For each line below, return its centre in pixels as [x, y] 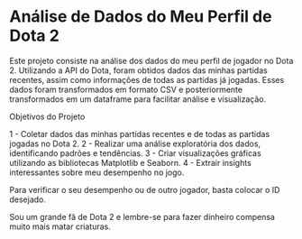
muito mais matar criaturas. [60, 226]
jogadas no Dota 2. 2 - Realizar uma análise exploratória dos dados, [135, 143]
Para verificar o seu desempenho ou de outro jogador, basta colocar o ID [145, 189]
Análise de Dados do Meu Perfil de [141, 17]
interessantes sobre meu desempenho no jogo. [97, 172]
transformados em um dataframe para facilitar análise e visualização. [138, 99]
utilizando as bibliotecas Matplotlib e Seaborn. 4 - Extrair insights [131, 162]
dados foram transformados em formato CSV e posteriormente [126, 89]
